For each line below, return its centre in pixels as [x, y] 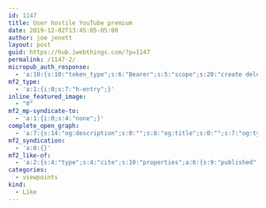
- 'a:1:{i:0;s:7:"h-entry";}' [65, 89]
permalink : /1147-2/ [42, 60]
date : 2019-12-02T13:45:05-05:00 [63, 30]
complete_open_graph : [44, 126]
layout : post [30, 45]
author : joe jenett [40, 38]
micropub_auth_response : [49, 67]
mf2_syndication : [37, 140]
